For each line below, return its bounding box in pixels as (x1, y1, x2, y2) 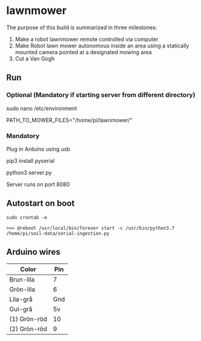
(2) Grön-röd (9, 325, 47, 333)
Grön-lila (9, 285, 35, 294)
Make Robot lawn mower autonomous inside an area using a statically (15, 42, 189, 49)
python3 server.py (6, 168, 52, 176)
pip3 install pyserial (6, 157, 55, 164)
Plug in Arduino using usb (6, 145, 71, 153)
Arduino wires (6, 247, 61, 257)
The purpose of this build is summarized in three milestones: (6, 24, 157, 31)
